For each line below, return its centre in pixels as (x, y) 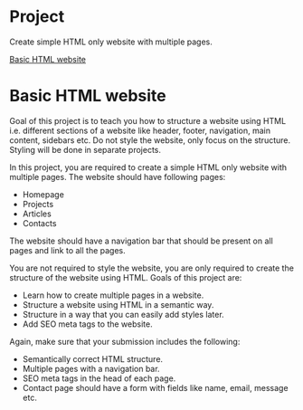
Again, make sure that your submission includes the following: (125, 341)
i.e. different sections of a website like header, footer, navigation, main (140, 130)
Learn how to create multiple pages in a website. (113, 295)
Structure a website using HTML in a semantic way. (118, 304)
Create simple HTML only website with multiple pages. (111, 42)
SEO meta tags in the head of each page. (99, 378)
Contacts (39, 223)
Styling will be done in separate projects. (85, 149)
